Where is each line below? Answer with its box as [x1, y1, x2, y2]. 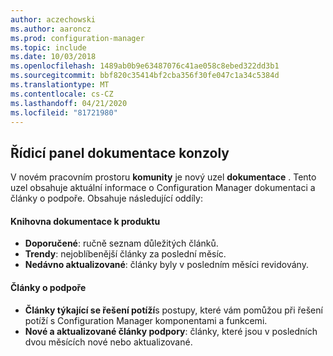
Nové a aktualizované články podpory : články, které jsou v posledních [24, 325, 318, 337]
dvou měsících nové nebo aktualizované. [24, 336, 193, 348]
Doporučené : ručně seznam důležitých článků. [24, 237, 219, 250]
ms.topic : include [10, 42, 87, 53]
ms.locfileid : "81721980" [10, 107, 118, 118]
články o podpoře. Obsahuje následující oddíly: [10, 192, 203, 205]
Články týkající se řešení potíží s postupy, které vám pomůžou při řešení [24, 304, 323, 316]
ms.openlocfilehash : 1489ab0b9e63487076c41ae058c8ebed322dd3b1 [10, 61, 280, 71]
